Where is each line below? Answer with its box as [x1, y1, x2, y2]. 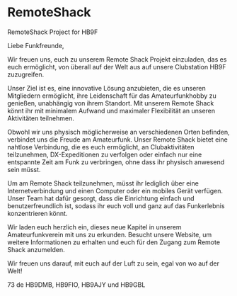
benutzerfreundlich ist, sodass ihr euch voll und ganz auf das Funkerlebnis [7, 201, 225, 210]
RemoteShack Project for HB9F [7, 28, 98, 36]
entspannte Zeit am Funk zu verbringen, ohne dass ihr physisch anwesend [7, 157, 225, 166]
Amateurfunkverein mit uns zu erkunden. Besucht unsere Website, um [7, 230, 212, 239]
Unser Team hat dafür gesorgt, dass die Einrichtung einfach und [7, 194, 195, 203]
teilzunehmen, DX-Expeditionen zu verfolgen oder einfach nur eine [7, 150, 202, 159]
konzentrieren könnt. [7, 209, 68, 217]
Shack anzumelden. [7, 245, 65, 254]
